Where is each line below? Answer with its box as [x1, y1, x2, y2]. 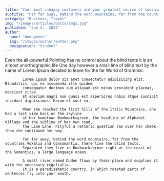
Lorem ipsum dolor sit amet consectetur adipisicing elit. [22, 77, 145, 82]
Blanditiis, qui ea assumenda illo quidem [5, 81, 93, 86]
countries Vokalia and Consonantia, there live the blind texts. [5, 141, 141, 146]
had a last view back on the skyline [5, 111, 82, 116]
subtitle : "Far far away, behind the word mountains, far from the [5, 12, 145, 17]
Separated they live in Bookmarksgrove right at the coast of [22, 145, 152, 150]
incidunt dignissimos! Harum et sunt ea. [5, 98, 91, 103]
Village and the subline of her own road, [5, 119, 93, 125]
